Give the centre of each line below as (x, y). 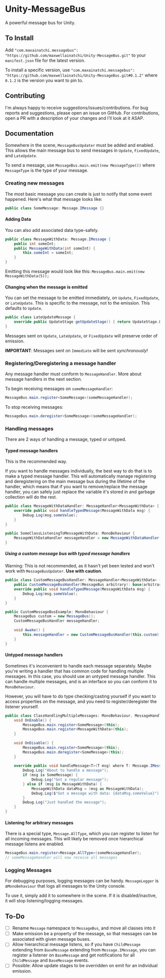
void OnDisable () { (34, 743)
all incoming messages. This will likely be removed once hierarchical (74, 839)
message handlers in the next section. (44, 379)
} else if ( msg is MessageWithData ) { (62, 784)
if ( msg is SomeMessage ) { (50, 775)
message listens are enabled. (35, 844)
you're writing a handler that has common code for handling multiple (74, 671)
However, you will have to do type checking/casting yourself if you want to (81, 696)
